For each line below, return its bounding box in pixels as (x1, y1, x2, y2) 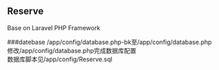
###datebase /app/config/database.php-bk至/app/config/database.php (7, 38, 212, 46)
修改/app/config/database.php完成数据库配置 (7, 46, 137, 54)
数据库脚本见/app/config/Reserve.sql (7, 55, 113, 63)
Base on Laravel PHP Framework (7, 23, 101, 32)
